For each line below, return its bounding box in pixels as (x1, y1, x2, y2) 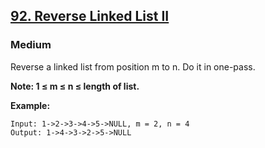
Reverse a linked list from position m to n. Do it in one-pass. (10, 60, 256, 73)
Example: (10, 99, 51, 111)
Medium (10, 38, 52, 52)
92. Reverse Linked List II (10, 8, 170, 25)
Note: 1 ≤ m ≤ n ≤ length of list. (10, 80, 140, 92)
